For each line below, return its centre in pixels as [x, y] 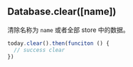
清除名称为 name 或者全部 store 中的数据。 [68, 30]
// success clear [39, 50]
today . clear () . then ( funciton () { [59, 43]
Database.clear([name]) [62, 12]
